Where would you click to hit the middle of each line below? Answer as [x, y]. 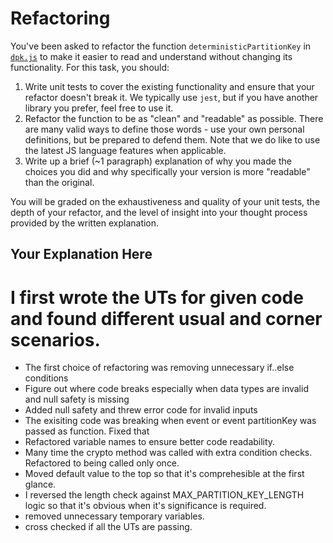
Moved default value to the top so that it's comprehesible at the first [164, 474]
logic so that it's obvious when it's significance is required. [145, 506]
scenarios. [55, 339]
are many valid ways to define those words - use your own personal [164, 129]
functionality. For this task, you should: [90, 67]
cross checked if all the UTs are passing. [108, 527]
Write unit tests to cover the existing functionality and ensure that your [169, 86]
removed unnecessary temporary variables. [114, 516]
